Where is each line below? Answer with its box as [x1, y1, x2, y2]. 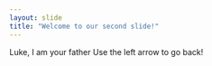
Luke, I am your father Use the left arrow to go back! [9, 46, 204, 57]
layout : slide [9, 13, 63, 23]
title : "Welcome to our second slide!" [9, 22, 160, 31]
